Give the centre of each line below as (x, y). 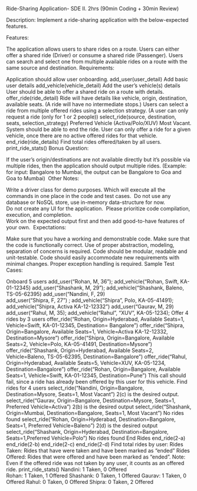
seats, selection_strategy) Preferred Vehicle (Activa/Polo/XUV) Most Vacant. (99, 123)
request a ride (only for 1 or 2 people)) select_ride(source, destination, (91, 117)
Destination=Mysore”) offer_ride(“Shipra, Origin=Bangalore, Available (91, 338)
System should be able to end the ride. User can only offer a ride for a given (98, 129)
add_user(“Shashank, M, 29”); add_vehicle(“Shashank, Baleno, (108, 288)
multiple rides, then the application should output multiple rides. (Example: (96, 166)
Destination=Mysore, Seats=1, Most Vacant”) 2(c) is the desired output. (93, 394)
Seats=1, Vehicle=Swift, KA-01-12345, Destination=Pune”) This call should (96, 375)
